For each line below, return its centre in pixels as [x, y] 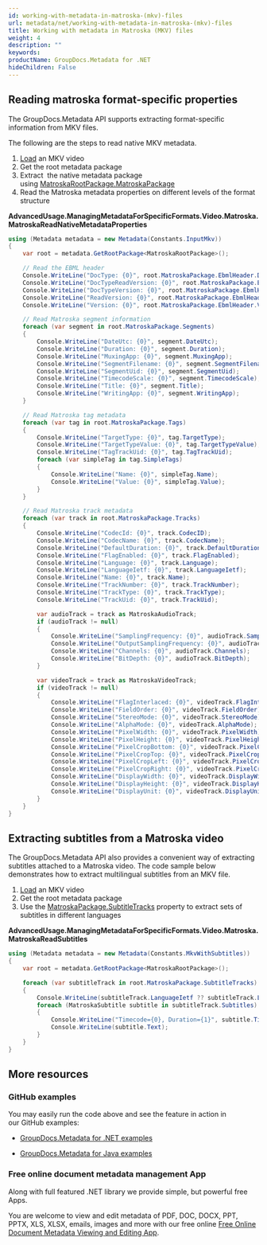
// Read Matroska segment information [87, 319]
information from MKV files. [54, 127]
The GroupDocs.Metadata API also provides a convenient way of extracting [132, 857]
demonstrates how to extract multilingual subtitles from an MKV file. [119, 874]
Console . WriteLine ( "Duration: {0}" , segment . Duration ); [131, 349]
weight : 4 [25, 38]
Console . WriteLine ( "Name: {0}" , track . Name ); [114, 578]
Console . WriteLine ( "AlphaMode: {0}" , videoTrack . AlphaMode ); [154, 725]
